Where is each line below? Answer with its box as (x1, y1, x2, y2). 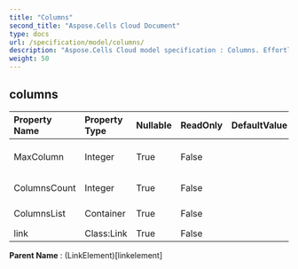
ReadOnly (180, 119, 223, 131)
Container (83, 207, 126, 219)
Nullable (136, 119, 172, 131)
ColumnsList (13, 207, 67, 219)
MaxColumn (13, 150, 65, 162)
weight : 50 (9, 54, 50, 63)
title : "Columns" (9, 12, 74, 22)
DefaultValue (231, 119, 288, 131)
